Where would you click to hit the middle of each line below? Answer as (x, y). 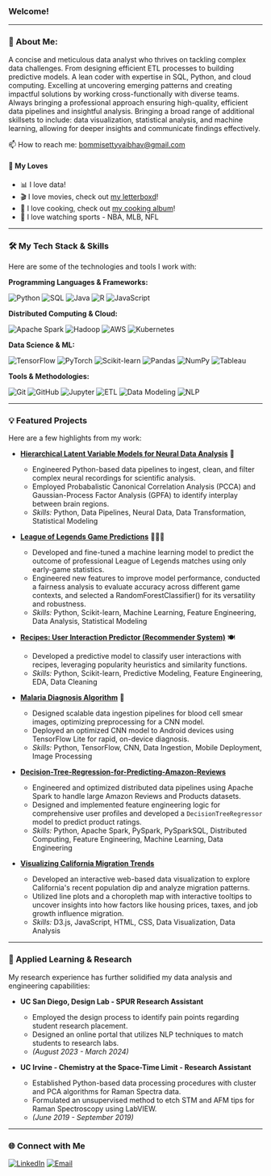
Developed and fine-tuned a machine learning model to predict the (143, 553)
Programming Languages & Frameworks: (78, 282)
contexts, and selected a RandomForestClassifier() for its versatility (144, 596)
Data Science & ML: (42, 345)
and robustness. (59, 604)
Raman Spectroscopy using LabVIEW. (94, 1108)
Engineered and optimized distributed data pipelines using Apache (143, 788)
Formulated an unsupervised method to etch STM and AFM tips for (143, 1100)
